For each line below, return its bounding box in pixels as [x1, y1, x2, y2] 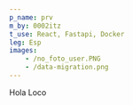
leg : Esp [9, 37, 42, 47]
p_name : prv [9, 12, 53, 22]
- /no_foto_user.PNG [25, 54, 101, 63]
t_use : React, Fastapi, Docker [9, 29, 125, 38]
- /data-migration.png [25, 63, 109, 72]
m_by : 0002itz [9, 21, 62, 30]
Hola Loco [9, 86, 47, 98]
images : [9, 46, 38, 55]
